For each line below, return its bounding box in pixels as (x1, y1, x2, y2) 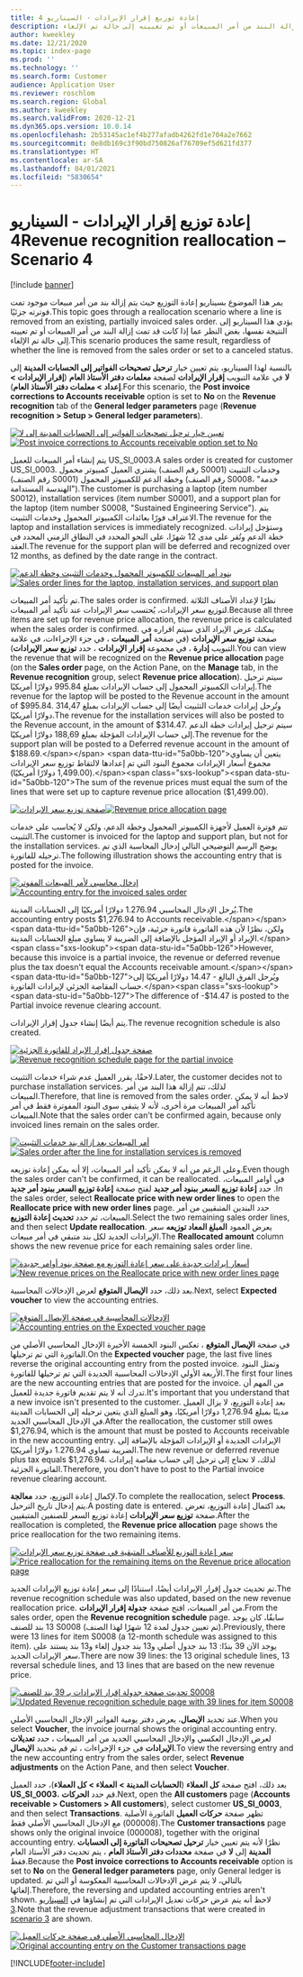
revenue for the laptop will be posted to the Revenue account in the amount (10, 691, 290, 701)
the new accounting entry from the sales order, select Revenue (10, 1753, 245, 1763)
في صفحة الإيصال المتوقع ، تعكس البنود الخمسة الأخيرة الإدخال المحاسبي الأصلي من (10, 1340, 290, 1350)
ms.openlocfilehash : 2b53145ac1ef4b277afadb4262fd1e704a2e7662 (10, 131, 253, 140)
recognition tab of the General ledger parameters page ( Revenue (10, 400, 257, 411)
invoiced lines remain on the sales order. (10, 1120, 160, 1130)
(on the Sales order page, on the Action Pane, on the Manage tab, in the (10, 662, 279, 673)
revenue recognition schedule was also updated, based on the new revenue (10, 1593, 291, 1604)
